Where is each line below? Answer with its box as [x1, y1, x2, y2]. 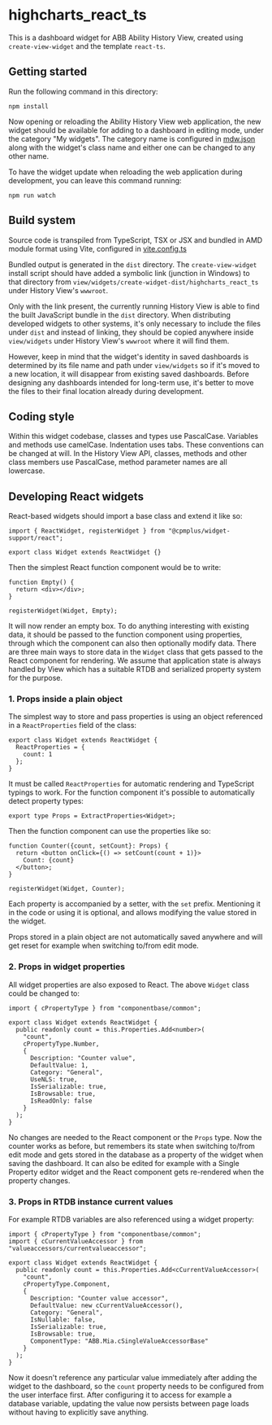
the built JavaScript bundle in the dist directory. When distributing [8, 309, 231, 319]
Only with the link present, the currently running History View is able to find [8, 301, 260, 311]
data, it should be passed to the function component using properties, [8, 629, 243, 640]
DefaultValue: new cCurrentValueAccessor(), [29, 1301, 183, 1310]
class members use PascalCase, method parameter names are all [8, 458, 227, 467]
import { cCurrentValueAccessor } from [8, 1238, 144, 1246]
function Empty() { [8, 578, 75, 587]
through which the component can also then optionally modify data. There [8, 638, 257, 648]
